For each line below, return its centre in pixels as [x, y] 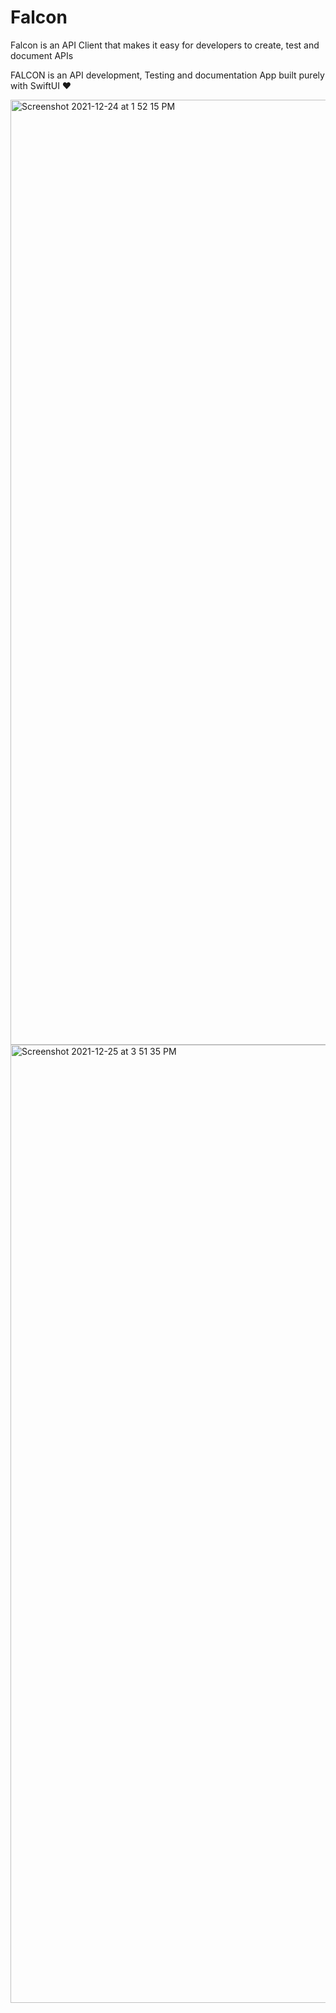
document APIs [42, 55]
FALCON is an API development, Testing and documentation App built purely [167, 75]
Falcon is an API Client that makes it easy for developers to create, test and [165, 45]
